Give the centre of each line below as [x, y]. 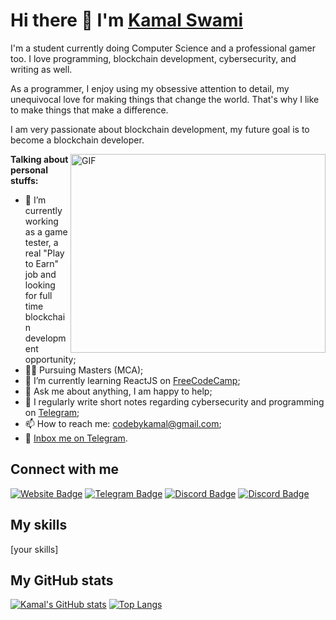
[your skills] [34, 549]
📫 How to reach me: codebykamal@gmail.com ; [123, 423]
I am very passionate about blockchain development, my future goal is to [160, 129]
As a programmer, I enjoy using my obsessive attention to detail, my [150, 88]
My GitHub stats [62, 580]
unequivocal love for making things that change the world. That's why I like [165, 99]
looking [40, 285]
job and [40, 274]
